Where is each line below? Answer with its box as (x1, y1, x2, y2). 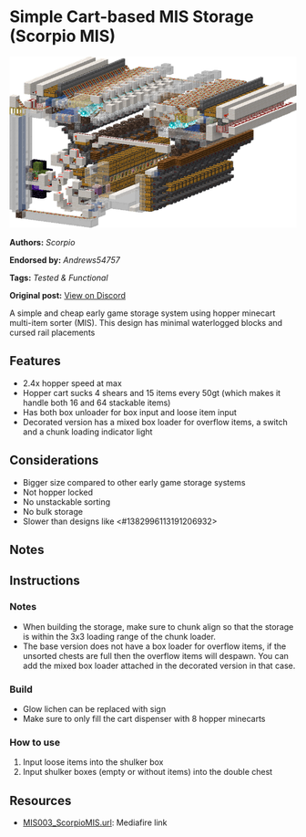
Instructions (9, 573, 80, 589)
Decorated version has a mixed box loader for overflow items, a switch (22, 416, 289, 427)
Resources (9, 792, 72, 809)
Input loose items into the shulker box (22, 757, 164, 768)
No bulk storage (22, 506, 84, 517)
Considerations (9, 453, 99, 468)
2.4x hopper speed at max (22, 377, 123, 389)
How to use (9, 736, 61, 748)
